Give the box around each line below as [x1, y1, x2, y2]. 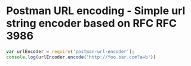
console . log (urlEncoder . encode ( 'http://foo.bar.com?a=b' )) [6, 54, 156, 60]
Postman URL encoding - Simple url [6, 4, 186, 18]
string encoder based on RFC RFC [6, 16, 177, 30]
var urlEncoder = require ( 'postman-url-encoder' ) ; [6, 48, 135, 54]
